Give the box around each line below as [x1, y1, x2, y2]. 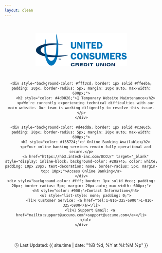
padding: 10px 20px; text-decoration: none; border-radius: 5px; [5, 164, 141, 169]
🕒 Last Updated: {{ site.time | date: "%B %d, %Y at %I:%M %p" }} [14, 242, 148, 248]
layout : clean [4, 8, 34, 13]
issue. [141, 105, 154, 111]
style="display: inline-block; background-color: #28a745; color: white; [5, 159, 158, 164]
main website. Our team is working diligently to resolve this [8, 105, 139, 111]
